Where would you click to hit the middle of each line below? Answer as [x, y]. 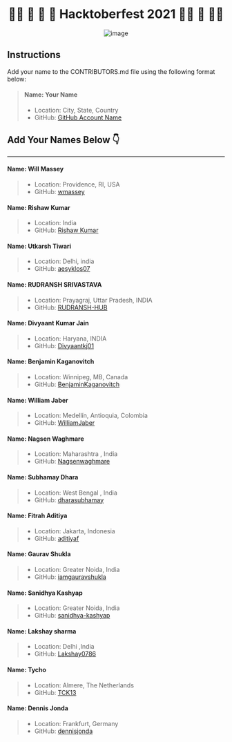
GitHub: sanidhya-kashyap [72, 616]
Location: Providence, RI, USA [77, 184]
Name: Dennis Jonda [38, 708]
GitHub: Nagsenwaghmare [72, 462]
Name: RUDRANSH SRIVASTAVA [55, 284]
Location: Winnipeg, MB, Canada [81, 377]
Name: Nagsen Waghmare [46, 439]
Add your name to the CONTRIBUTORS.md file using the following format [111, 71]
